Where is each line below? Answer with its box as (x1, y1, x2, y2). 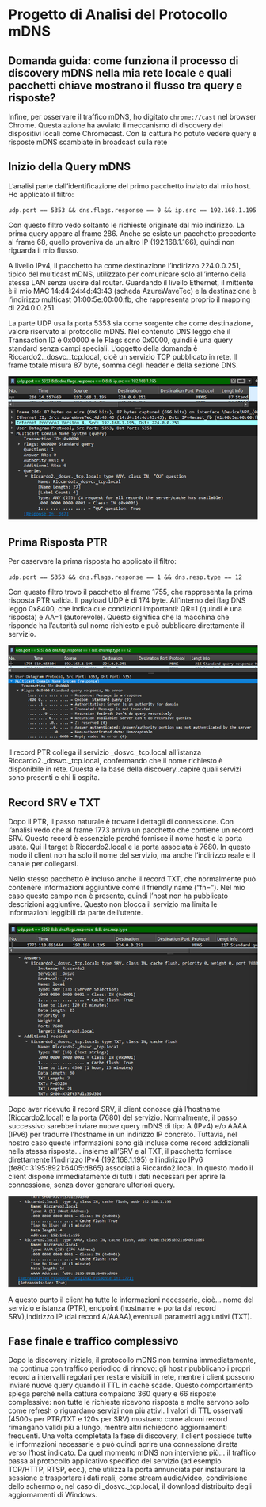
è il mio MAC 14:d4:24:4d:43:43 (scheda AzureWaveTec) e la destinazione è (8, 286, 257, 295)
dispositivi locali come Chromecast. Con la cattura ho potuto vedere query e (8, 129, 257, 138)
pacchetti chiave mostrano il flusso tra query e (8, 78, 243, 92)
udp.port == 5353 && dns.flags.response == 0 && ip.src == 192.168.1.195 (8, 206, 257, 215)
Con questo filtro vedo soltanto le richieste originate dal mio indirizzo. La (8, 220, 245, 230)
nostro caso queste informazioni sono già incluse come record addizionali (8, 1138, 249, 1147)
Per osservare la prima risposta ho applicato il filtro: (8, 557, 177, 566)
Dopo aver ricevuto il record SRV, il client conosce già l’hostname (8, 1105, 221, 1114)
